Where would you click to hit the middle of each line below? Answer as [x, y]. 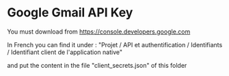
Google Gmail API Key [70, 13]
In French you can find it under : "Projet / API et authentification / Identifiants [115, 45]
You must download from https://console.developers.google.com [99, 31]
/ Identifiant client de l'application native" [65, 52]
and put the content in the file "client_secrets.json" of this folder [97, 65]
